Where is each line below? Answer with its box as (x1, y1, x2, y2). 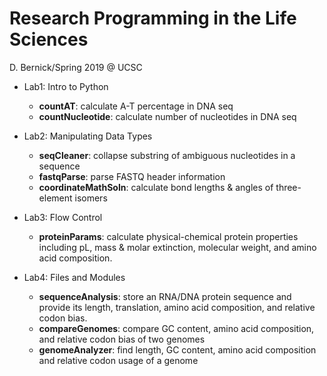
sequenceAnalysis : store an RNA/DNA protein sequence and (38, 290, 292, 302)
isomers (74, 192, 108, 204)
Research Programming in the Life (9, 7, 297, 30)
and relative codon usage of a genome (38, 354, 199, 366)
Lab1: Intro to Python (23, 80, 109, 92)
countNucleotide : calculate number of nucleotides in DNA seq (38, 110, 297, 122)
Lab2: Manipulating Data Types (23, 130, 153, 142)
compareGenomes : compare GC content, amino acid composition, (38, 322, 315, 334)
